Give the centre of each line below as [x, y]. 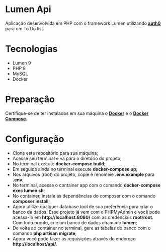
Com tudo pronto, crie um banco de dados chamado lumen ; [75, 222]
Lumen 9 [22, 63]
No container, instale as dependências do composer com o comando [84, 196]
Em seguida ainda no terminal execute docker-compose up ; [75, 169]
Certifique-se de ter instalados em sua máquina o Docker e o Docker [77, 113]
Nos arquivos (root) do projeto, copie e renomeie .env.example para [84, 174]
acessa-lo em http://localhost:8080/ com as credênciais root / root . [83, 217]
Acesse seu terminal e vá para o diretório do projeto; [67, 158]
